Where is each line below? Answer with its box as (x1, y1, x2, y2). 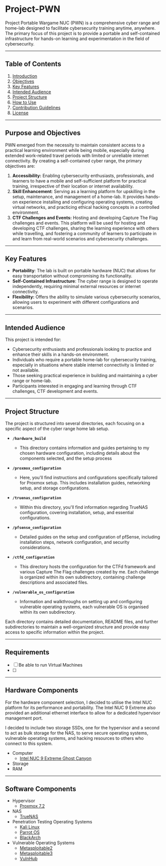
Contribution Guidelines (12, 104, 61, 110)
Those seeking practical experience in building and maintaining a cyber (12, 373, 158, 379)
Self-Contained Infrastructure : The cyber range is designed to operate (12, 278, 158, 284)
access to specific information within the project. (5, 629, 105, 635)
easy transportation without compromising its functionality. (12, 273, 132, 279)
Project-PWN (5, 3, 61, 15)
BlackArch (19, 835, 41, 841)
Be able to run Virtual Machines (18, 662, 83, 668)
